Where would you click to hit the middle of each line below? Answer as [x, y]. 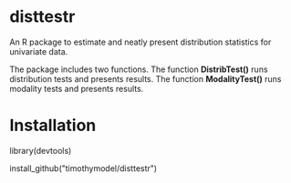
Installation [53, 126]
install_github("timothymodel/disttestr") [83, 168]
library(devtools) [41, 150]
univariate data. [39, 51]
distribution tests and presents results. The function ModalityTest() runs [145, 78]
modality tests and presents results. [77, 88]
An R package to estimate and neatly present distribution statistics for [140, 42]
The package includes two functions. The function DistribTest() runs [139, 69]
